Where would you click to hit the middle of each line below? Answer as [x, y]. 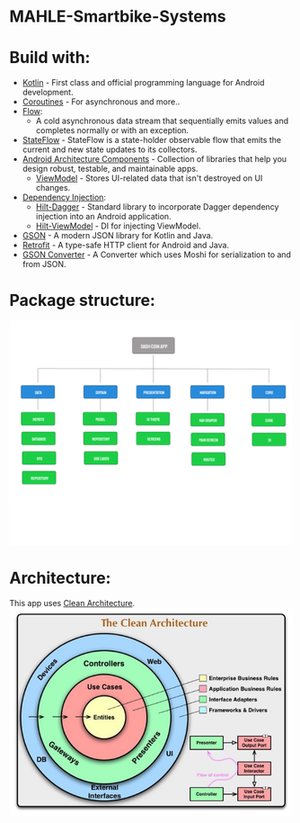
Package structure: [82, 301]
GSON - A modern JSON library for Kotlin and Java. [118, 236]
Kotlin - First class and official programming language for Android [143, 83]
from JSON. [44, 264]
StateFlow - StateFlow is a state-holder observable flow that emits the [151, 140]
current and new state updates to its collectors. [110, 149]
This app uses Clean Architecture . [72, 603]
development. [48, 93]
